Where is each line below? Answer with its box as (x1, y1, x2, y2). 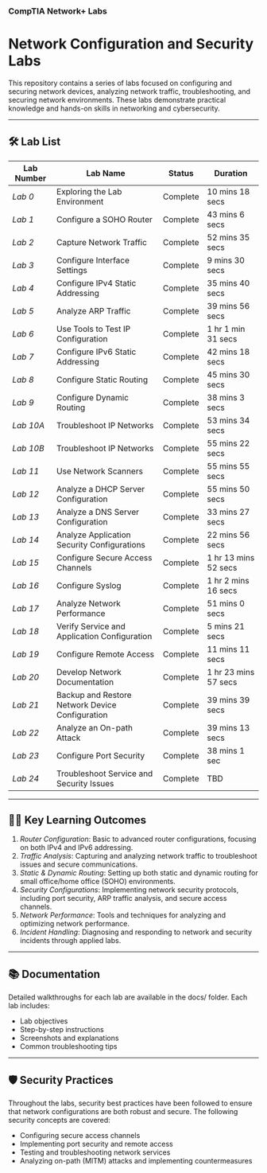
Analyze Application (56, 529, 131, 540)
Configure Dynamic (56, 392, 130, 403)
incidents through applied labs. (19, 936, 122, 945)
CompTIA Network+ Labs (8, 6, 107, 17)
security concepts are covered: (8, 1116, 111, 1125)
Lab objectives (19, 1016, 68, 1026)
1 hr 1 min (207, 323, 246, 334)
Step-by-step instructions (19, 1025, 105, 1035)
